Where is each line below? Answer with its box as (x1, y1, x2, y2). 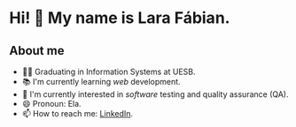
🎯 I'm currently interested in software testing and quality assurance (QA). (21, 89, 290, 100)
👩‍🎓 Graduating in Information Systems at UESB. (21, 66, 196, 77)
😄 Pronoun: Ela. (21, 99, 82, 108)
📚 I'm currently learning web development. (21, 77, 181, 86)
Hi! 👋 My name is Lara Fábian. (9, 8, 230, 28)
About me (9, 43, 65, 58)
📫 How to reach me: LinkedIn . (21, 108, 134, 118)
